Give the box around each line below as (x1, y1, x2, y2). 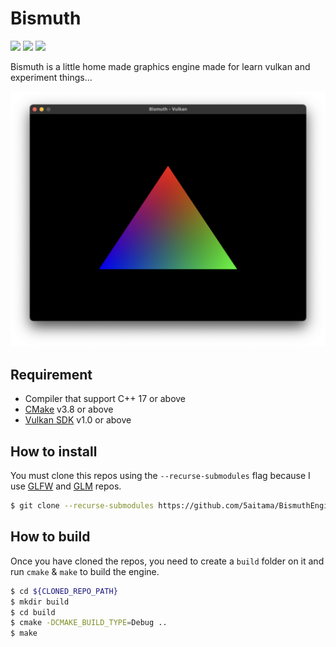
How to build (10, 528, 91, 546)
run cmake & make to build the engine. (10, 565, 160, 577)
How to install (10, 443, 98, 460)
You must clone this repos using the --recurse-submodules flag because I (10, 470, 311, 482)
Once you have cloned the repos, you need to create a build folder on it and (10, 555, 325, 567)
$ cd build (10, 607, 56, 617)
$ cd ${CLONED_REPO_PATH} (10, 586, 118, 596)
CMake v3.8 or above (24, 403, 114, 416)
